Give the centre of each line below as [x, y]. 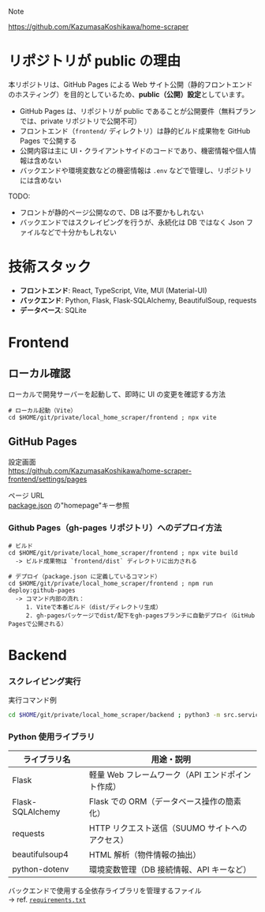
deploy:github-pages [42, 590]
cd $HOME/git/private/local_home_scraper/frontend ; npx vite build [123, 552]
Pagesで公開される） [38, 624]
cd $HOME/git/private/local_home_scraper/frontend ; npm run [111, 583]
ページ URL [26, 495]
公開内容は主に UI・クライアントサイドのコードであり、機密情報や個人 [134, 150]
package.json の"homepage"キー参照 [69, 505]
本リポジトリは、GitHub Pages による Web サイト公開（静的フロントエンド [131, 84]
